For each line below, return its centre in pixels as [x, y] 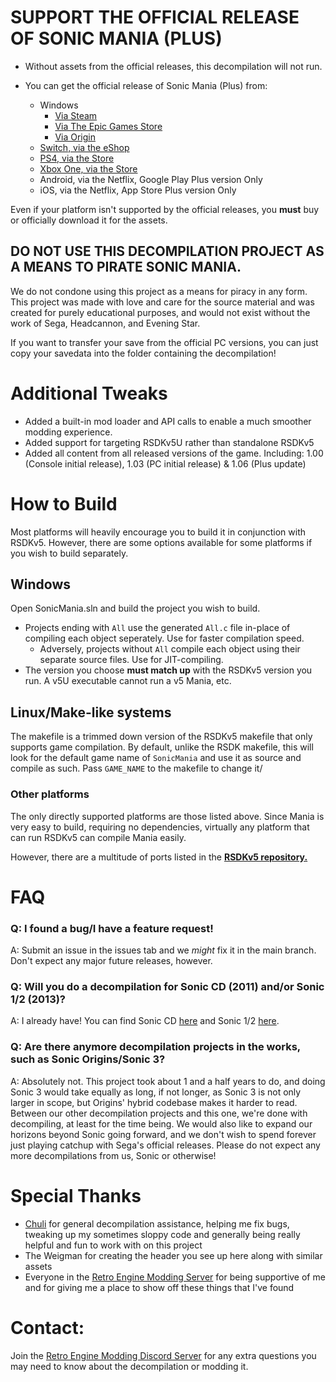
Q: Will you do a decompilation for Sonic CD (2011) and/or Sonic [167, 986]
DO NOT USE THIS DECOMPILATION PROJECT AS [167, 251]
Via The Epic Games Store [108, 126]
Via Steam [76, 115]
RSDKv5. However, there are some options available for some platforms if [161, 542]
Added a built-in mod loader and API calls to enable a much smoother [168, 421]
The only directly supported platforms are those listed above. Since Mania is [167, 816]
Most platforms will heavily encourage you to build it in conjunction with [158, 532]
